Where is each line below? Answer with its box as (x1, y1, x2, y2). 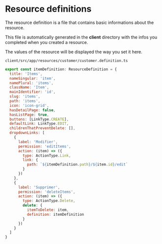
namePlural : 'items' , (9, 81, 54, 85)
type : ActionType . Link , (23, 153, 71, 158)
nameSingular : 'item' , (9, 76, 56, 81)
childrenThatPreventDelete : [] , (9, 126, 76, 131)
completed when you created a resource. (5, 39, 88, 45)
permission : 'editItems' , (18, 144, 71, 149)
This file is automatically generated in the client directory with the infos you (5, 34, 158, 40)
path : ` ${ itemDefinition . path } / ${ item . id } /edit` (26, 162, 128, 167)
